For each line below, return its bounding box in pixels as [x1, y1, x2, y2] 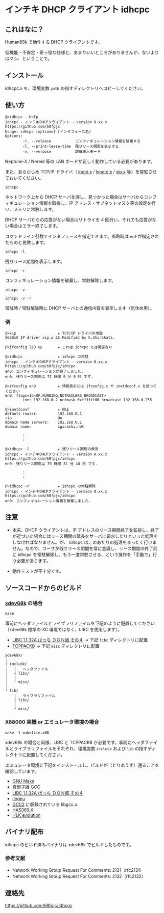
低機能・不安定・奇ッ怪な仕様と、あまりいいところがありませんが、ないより [5, 50, 159, 55]
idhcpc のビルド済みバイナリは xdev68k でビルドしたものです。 [5, 841, 134, 847]
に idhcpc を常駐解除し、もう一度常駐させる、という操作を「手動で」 [12, 552, 153, 557]
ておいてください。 [5, 175, 44, 181]
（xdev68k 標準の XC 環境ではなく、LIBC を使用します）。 [5, 627, 122, 633]
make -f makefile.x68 [5, 730, 49, 735]
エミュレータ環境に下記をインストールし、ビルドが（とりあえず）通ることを [5, 762, 160, 768]
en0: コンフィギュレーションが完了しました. [5, 369, 84, 374]
